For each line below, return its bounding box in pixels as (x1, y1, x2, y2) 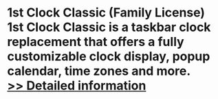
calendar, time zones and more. (7, 63, 191, 79)
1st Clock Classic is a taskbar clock (7, 19, 211, 35)
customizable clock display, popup (7, 49, 210, 65)
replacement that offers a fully (7, 34, 184, 49)
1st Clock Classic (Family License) (7, 5, 205, 21)
